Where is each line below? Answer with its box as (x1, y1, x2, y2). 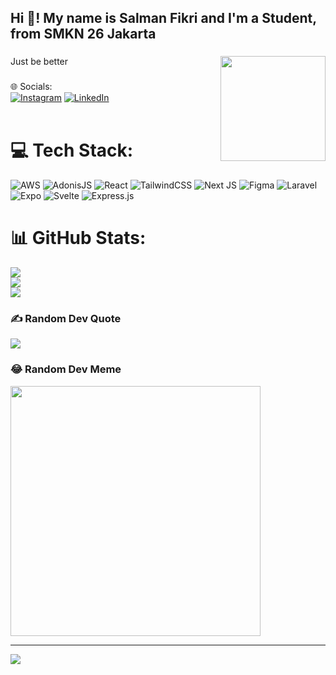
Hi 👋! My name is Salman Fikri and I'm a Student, (10, 10, 317, 27)
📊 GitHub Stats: (10, 227, 147, 250)
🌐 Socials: (10, 81, 53, 93)
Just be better (10, 56, 69, 68)
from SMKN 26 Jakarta (10, 26, 157, 43)
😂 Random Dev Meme (10, 362, 122, 376)
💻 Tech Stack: (10, 139, 134, 162)
